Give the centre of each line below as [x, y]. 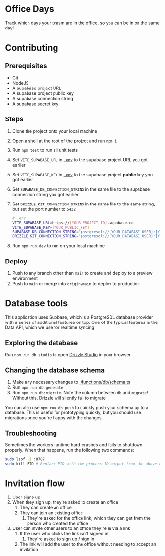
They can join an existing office [51, 513]
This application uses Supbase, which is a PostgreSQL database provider [79, 317]
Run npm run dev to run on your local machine [58, 246]
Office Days [29, 9]
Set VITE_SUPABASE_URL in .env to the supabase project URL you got [80, 160]
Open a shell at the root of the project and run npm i [65, 141]
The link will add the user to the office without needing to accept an [88, 544]
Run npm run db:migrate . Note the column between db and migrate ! [80, 392]
